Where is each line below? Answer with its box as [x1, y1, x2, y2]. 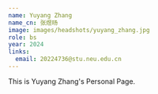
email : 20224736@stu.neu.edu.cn [15, 56, 122, 63]
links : [8, 48, 30, 56]
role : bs [8, 33, 37, 42]
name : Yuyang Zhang [8, 11, 73, 20]
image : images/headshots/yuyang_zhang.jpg [8, 26, 150, 34]
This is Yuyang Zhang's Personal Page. [8, 76, 136, 86]
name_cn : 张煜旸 [8, 19, 58, 27]
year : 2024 [8, 41, 44, 49]
